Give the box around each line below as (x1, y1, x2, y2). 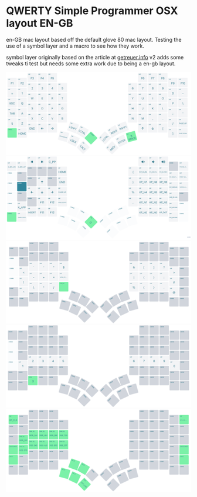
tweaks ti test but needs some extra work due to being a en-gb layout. (6, 60, 176, 67)
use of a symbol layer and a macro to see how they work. (6, 42, 145, 49)
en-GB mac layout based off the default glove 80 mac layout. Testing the (6, 36, 182, 43)
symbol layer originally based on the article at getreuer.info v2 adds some (6, 54, 184, 61)
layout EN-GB (6, 16, 73, 30)
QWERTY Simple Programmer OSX (6, 4, 178, 18)
